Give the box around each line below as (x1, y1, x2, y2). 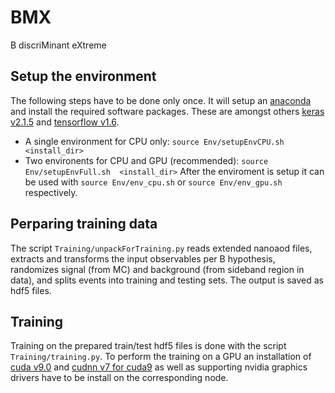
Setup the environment (10, 68, 157, 85)
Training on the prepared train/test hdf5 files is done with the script (10, 340, 287, 352)
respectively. (24, 186, 78, 198)
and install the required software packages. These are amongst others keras (10, 105, 325, 117)
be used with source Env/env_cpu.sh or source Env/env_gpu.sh (24, 176, 283, 188)
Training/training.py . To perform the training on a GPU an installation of (10, 351, 312, 363)
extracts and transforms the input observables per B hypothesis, (10, 252, 276, 265)
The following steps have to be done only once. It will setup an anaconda (10, 94, 312, 106)
